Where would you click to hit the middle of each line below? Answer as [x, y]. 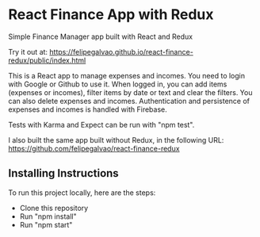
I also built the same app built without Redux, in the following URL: [116, 140]
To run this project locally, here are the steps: [82, 193]
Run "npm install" [48, 216]
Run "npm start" [46, 224]
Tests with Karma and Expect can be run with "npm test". [101, 124]
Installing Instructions [63, 173]
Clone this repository [54, 208]
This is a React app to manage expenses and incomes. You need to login [127, 75]
